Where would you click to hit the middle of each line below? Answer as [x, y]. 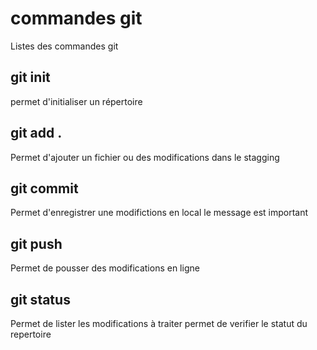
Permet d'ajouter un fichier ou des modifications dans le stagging [145, 157]
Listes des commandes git [64, 46]
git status [40, 299]
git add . [36, 133]
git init [30, 77]
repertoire [31, 334]
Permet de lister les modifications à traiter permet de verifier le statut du [159, 323]
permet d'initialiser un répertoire [76, 101]
